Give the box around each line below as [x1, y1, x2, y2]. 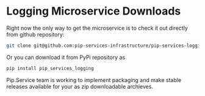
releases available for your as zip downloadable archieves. [6, 83, 154, 90]
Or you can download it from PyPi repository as [6, 53, 126, 61]
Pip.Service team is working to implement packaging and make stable [6, 76, 182, 83]
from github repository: [6, 30, 65, 38]
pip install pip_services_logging [6, 65, 95, 71]
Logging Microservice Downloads [6, 4, 181, 18]
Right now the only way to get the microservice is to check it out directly [6, 24, 188, 32]
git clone [6, 43, 32, 49]
